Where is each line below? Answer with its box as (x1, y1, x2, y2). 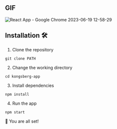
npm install (5, 92, 29, 97)
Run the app (12, 100, 37, 106)
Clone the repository (12, 47, 54, 52)
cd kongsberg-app (5, 74, 40, 79)
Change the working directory (12, 64, 73, 70)
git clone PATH (5, 56, 36, 61)
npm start (5, 110, 25, 114)
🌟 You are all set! (5, 118, 39, 124)
